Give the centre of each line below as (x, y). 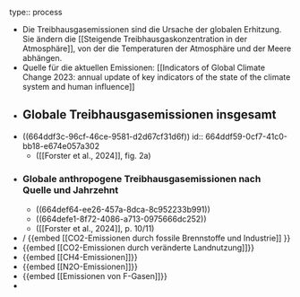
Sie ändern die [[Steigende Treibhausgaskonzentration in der (135, 39)
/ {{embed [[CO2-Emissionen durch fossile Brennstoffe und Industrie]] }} (156, 238)
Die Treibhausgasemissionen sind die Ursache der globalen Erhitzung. (152, 29)
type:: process (36, 12)
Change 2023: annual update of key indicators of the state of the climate (156, 77)
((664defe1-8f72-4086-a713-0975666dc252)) (121, 219)
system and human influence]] (78, 87)
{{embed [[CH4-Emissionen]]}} (80, 258)
